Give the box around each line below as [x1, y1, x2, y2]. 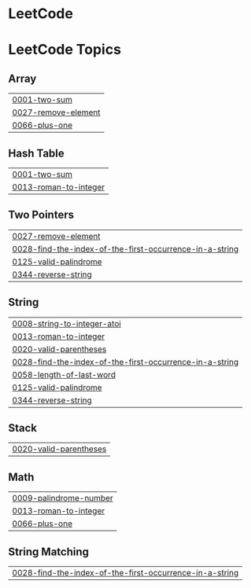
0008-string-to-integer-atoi [12, 318, 122, 329]
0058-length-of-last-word [12, 369, 116, 380]
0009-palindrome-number [12, 493, 113, 504]
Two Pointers [8, 208, 75, 222]
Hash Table [8, 146, 65, 160]
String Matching [8, 545, 89, 558]
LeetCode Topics [8, 41, 122, 59]
